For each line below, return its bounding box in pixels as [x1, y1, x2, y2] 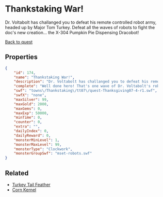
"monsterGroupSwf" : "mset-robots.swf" [14, 151, 92, 156]
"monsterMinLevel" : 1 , [14, 138, 60, 142]
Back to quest [5, 39, 33, 44]
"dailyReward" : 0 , [14, 133, 51, 138]
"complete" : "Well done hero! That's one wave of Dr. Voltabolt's [14, 84, 151, 89]
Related [5, 169, 29, 177]
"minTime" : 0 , [14, 115, 42, 120]
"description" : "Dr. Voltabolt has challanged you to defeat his [14, 79, 149, 84]
